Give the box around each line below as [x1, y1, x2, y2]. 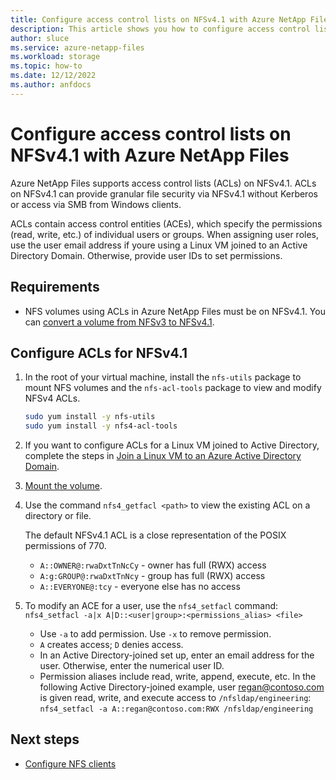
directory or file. [24, 510, 92, 522]
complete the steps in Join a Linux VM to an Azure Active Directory [24, 450, 302, 462]
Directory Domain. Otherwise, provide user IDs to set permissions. [10, 249, 283, 261]
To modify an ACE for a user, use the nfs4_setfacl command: [24, 600, 279, 612]
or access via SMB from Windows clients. [10, 198, 182, 210]
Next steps [10, 731, 80, 748]
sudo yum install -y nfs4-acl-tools [24, 421, 178, 431]
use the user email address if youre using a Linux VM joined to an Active [10, 239, 308, 251]
